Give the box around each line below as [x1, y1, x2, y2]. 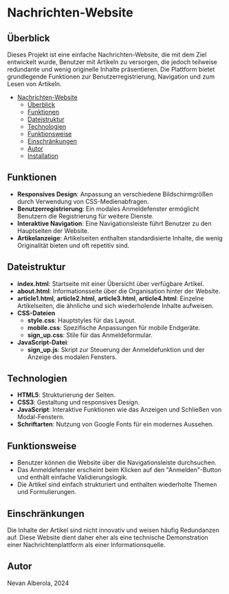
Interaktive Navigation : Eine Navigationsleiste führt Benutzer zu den [17, 219, 212, 227]
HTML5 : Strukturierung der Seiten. [17, 391, 116, 399]
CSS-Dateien [17, 309, 56, 317]
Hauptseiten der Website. [17, 226, 89, 235]
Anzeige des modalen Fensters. [27, 353, 118, 361]
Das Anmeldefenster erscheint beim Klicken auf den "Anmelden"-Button [17, 466, 222, 474]
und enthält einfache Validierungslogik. [17, 473, 129, 482]
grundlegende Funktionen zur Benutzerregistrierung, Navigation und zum [7, 72, 215, 81]
